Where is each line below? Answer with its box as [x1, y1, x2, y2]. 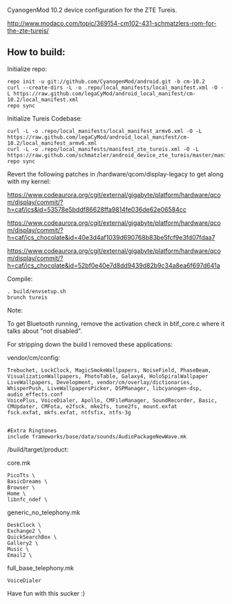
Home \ [7, 490, 26, 497]
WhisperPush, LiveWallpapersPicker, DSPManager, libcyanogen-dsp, [7, 385, 202, 392]
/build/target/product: [7, 445, 69, 454]
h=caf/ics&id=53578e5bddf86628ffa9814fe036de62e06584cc [7, 205, 186, 213]
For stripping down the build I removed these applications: [7, 340, 173, 348]
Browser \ [7, 484, 36, 491]
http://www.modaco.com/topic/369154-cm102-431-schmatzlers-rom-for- [7, 19, 217, 27]
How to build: [7, 46, 66, 58]
